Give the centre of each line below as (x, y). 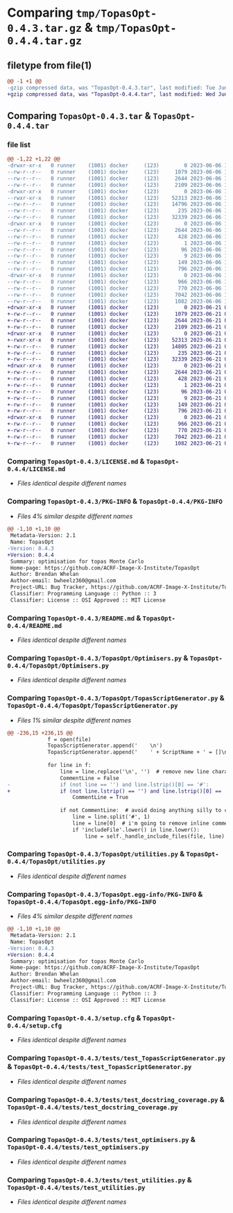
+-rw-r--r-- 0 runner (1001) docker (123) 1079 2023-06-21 (114, 314)
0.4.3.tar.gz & (50, 27)
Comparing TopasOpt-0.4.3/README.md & (74, 618)
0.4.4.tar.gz (44, 41)
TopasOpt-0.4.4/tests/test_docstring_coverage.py (93, 1107)
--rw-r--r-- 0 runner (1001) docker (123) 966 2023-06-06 (114, 282)
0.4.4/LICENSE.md (36, 469)
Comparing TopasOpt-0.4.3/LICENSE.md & (76, 461)
